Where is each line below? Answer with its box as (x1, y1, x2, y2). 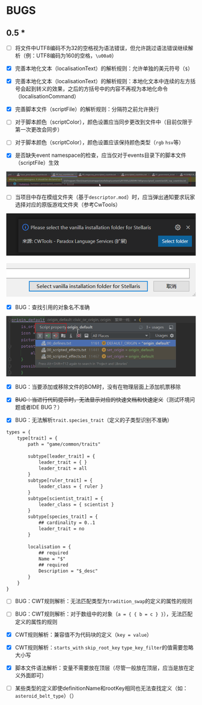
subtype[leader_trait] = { (28, 453, 96, 459)
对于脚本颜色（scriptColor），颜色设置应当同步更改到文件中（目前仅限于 (14, 118, 193, 126)
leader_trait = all (38, 465, 87, 471)
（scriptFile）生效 (14, 159, 60, 167)
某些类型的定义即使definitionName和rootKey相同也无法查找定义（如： (14, 684, 188, 692)
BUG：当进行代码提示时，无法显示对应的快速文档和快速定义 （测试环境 (14, 396, 190, 403)
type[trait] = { (17, 435, 58, 441)
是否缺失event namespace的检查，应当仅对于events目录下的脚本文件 (14, 152, 186, 159)
